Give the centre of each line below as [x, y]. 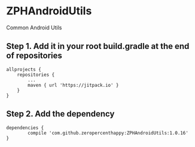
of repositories [34, 56]
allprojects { [24, 69]
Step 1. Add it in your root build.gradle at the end [98, 46]
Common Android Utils [34, 27]
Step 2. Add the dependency [60, 114]
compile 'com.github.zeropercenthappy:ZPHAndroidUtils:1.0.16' [108, 133]
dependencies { [25, 128]
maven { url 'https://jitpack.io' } [73, 85]
